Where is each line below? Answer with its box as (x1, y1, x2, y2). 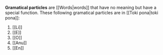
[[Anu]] (12, 40, 27, 46)
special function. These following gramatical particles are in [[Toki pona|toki (5, 10, 158, 16)
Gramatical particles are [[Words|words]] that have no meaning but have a (5, 5, 157, 10)
